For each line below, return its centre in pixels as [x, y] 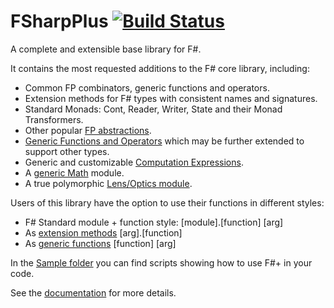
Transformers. [54, 119]
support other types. [67, 151]
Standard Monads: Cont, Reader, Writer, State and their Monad [153, 109]
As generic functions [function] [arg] [100, 243]
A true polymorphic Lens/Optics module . [108, 183]
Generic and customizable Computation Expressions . [134, 162]
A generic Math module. [74, 172]
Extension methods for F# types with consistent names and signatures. [171, 98]
